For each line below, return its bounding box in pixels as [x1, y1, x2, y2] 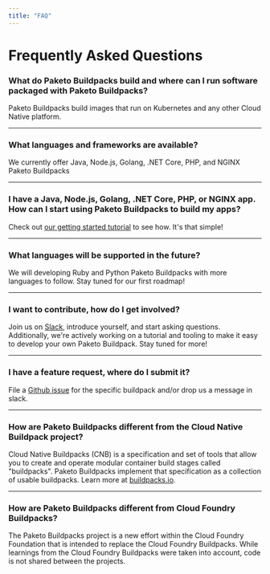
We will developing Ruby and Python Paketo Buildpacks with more [8, 268, 227, 277]
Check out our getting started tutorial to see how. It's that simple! [8, 222, 223, 231]
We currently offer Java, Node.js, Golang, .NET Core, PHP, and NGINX [8, 157, 241, 167]
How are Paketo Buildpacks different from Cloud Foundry [8, 503, 235, 514]
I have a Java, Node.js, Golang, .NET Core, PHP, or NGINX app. [8, 193, 256, 205]
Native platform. [8, 112, 62, 121]
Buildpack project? [8, 431, 84, 442]
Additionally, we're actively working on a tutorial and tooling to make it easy [8, 331, 259, 340]
